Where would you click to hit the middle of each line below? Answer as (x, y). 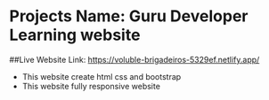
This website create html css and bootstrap (102, 76)
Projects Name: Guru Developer (129, 16)
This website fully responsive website (91, 86)
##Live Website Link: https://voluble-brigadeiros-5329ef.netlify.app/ (134, 59)
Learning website (75, 35)
